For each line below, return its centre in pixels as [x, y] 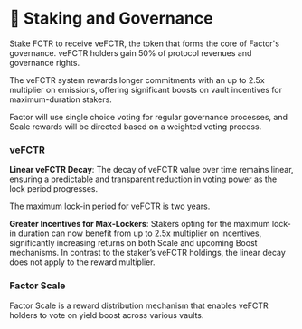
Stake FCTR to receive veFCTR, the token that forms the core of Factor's [145, 43]
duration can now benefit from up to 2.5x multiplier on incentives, [140, 233]
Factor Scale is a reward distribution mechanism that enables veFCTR [139, 305]
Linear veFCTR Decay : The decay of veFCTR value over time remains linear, [151, 170]
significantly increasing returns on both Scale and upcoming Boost [133, 243]
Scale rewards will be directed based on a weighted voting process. [136, 127]
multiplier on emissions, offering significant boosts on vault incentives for [146, 89]
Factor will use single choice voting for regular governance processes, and [148, 117]
